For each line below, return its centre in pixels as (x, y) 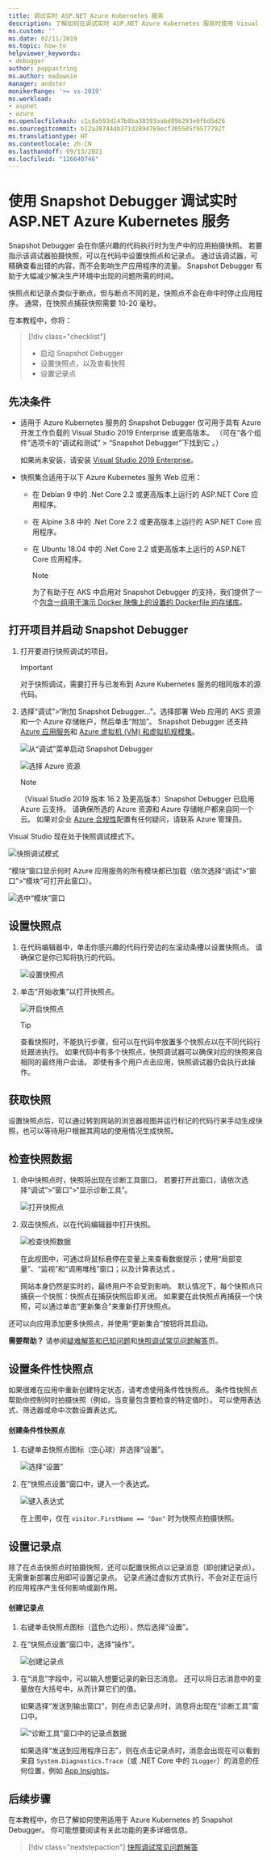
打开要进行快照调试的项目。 (66, 651)
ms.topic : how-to (38, 46)
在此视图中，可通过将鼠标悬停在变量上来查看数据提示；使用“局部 (127, 1259)
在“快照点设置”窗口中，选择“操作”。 (79, 1645)
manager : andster (38, 83)
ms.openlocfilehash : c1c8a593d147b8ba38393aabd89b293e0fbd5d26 (117, 121)
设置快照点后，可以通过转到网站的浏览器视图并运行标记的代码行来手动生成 (132, 1121)
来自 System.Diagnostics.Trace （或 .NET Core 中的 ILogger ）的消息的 (136, 1760)
